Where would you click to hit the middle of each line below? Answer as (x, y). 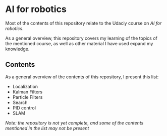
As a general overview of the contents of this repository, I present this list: (82, 77)
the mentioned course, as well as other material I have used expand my (79, 43)
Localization (25, 86)
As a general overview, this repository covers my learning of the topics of (81, 38)
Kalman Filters (27, 92)
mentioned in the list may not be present (47, 128)
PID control (24, 108)
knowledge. (17, 49)
